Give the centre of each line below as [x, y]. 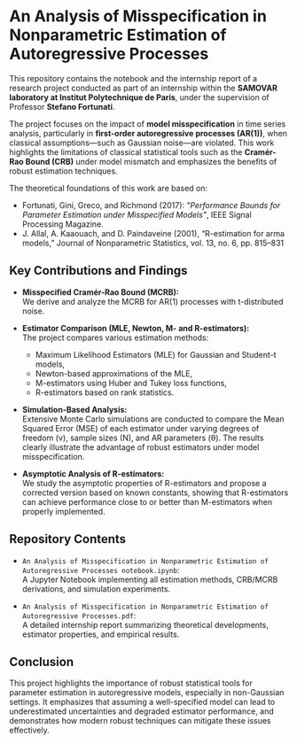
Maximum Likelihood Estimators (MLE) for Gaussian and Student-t [156, 354]
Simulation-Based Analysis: [74, 409]
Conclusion [42, 662]
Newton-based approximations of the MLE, [114, 373]
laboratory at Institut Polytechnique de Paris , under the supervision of [140, 97]
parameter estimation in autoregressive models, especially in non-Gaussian [147, 693]
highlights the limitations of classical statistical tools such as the [126, 151]
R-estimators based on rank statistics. [105, 392]
